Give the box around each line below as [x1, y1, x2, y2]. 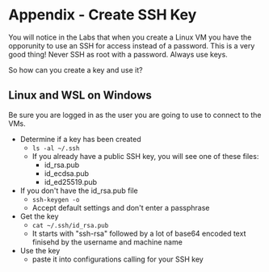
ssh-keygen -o [32, 195, 80, 203]
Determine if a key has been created [19, 134, 141, 144]
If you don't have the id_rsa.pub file [19, 186, 139, 195]
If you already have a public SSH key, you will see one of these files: [32, 151, 259, 161]
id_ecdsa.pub [44, 168, 90, 178]
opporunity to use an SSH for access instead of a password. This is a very [8, 40, 255, 50]
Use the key [19, 245, 61, 255]
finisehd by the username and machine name [32, 236, 183, 247]
